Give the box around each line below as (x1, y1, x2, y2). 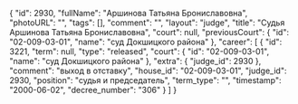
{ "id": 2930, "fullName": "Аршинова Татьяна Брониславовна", (9, 8, 248, 18)
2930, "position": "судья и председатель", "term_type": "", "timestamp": (9, 75, 283, 85)
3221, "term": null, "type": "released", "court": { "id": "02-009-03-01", (9, 46, 270, 57)
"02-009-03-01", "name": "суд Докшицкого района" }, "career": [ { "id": (9, 36, 283, 47)
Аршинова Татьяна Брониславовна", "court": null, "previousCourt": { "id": (9, 27, 290, 37)
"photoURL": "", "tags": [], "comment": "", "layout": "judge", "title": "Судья (9, 17, 285, 28)
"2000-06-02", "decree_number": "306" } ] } (9, 85, 178, 95)
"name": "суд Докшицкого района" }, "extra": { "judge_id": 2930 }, (9, 56, 262, 66)
